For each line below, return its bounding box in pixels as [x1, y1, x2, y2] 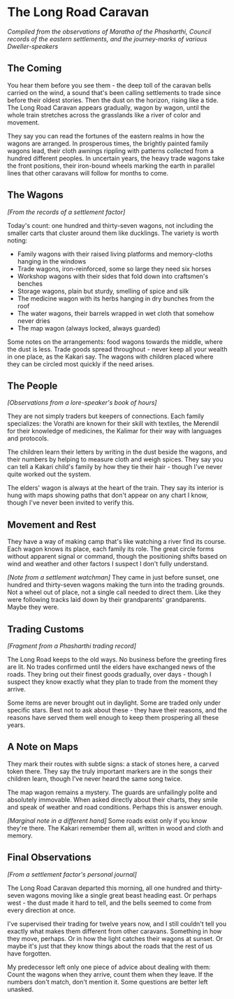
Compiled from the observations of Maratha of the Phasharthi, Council [7, 27, 212, 36]
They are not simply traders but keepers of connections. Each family [7, 412, 205, 420]
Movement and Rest [7, 519, 96, 531]
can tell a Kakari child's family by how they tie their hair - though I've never [7, 463, 223, 471]
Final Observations [7, 851, 92, 863]
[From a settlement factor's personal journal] [7, 870, 138, 878]
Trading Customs [7, 623, 85, 635]
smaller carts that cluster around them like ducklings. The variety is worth [7, 229, 219, 237]
